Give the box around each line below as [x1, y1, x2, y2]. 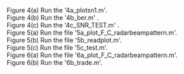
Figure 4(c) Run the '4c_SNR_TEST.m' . [6, 21, 120, 29]
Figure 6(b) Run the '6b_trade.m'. [6, 58, 103, 66]
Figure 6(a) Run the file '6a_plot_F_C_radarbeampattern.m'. [6, 51, 178, 59]
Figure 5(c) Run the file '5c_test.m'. [6, 44, 109, 51]
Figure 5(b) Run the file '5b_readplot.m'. [6, 36, 123, 44]
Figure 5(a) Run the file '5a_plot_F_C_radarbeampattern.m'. [6, 28, 178, 37]
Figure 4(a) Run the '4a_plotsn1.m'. [6, 6, 107, 14]
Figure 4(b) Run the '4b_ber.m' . [6, 13, 99, 22]
